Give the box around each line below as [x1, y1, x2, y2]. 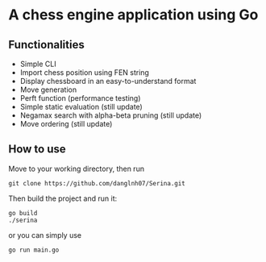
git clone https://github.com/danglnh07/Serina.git [8, 179, 185, 187]
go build [8, 209, 38, 217]
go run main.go [8, 246, 60, 254]
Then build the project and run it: [8, 193, 118, 203]
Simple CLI [19, 59, 56, 69]
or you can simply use [8, 230, 82, 239]
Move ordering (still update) [19, 119, 113, 128]
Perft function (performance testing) [19, 94, 141, 102]
